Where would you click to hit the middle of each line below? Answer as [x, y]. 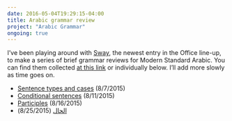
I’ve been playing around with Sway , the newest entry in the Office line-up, [114, 53]
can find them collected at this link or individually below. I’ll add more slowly [116, 67]
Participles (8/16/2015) [49, 103]
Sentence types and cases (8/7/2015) [71, 88]
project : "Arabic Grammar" [46, 26]
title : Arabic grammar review [51, 20]
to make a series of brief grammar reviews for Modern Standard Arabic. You [116, 60]
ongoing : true [28, 33]
